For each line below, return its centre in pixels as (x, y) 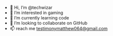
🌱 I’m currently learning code (39, 18)
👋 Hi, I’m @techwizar (31, 8)
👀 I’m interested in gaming (36, 13)
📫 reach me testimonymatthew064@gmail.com (59, 28)
